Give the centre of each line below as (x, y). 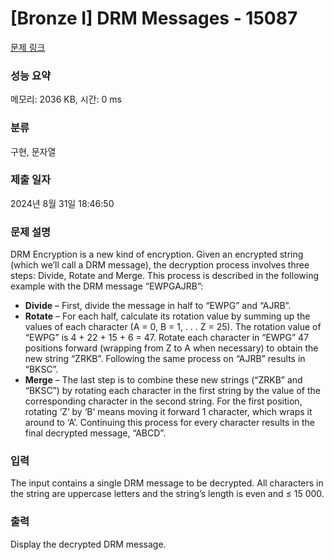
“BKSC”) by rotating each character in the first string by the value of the (172, 391)
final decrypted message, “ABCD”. (95, 433)
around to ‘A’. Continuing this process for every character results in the (169, 423)
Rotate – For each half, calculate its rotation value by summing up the (167, 316)
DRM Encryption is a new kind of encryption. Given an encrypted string (157, 254)
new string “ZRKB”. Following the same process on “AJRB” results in (165, 359)
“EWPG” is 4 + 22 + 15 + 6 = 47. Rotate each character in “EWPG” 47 (167, 338)
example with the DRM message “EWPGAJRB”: (107, 286)
